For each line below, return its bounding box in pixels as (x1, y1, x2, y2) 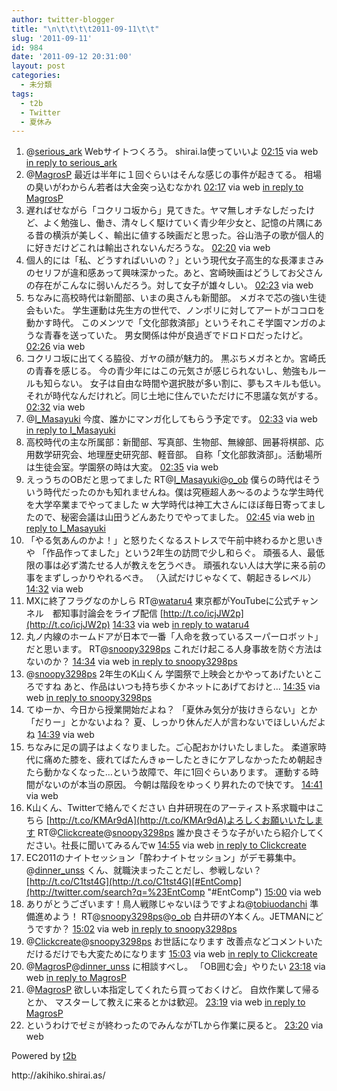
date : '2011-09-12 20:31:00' (11, 52, 133, 62)
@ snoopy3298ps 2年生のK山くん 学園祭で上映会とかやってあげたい (25, 668, 306, 680)
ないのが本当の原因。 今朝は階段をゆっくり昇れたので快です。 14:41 (43, 779, 323, 791)
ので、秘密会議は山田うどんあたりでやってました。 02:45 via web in (34, 511, 316, 523)
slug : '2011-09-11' (11, 33, 93, 43)
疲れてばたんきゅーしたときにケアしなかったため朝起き (95, 754, 324, 766)
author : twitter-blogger (11, 14, 115, 25)
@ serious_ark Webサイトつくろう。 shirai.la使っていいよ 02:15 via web (25, 146, 319, 158)
